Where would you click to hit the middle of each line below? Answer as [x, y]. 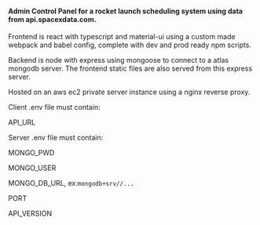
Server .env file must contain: [56, 138]
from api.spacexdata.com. [52, 19]
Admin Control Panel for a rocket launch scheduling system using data [126, 11]
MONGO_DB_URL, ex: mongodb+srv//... [71, 183]
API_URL [22, 122]
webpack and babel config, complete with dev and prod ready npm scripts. [130, 45]
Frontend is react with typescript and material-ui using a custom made [122, 37]
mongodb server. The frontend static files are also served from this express [130, 69]
